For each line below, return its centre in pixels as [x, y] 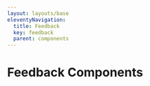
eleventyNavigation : [37, 20]
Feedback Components [75, 73]
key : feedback [33, 32]
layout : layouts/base [38, 13]
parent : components [41, 39]
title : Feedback [36, 26]
